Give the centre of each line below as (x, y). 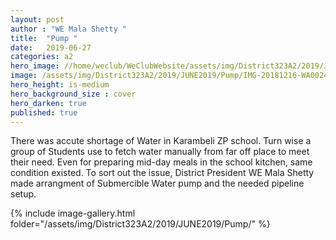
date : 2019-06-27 (51, 47)
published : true (44, 112)
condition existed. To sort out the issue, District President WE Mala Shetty (162, 173)
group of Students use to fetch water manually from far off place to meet (160, 152)
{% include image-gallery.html (73, 213)
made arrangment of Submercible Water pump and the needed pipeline (157, 183)
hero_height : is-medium (60, 85)
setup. (23, 194)
